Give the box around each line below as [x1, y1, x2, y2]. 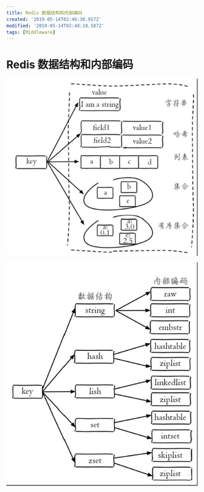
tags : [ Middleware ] [6, 29, 56, 35]
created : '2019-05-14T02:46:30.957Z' [6, 16, 102, 23]
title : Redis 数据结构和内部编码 [6, 10, 83, 16]
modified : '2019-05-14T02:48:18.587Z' [6, 23, 104, 29]
